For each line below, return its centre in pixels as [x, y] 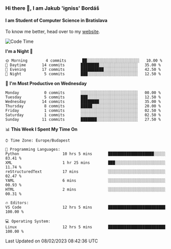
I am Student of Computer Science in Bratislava [56, 20]
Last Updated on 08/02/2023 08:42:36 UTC [52, 241]
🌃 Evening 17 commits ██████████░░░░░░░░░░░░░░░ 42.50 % [83, 70]
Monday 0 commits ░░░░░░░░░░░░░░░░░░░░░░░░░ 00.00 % [83, 93]
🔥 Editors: [17, 203]
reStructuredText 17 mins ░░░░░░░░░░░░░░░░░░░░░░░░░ [86, 172]
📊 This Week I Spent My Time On [41, 129]
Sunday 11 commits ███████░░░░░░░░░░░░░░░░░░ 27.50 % [83, 120]
